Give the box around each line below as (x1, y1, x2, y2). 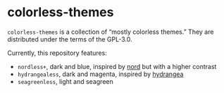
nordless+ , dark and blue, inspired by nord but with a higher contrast (17, 62, 217, 70)
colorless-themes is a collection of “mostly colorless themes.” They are (7, 27, 214, 36)
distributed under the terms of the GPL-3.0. (7, 35, 132, 43)
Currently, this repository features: (7, 49, 107, 57)
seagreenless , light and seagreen (17, 77, 114, 85)
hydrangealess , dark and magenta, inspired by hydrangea (17, 70, 184, 78)
